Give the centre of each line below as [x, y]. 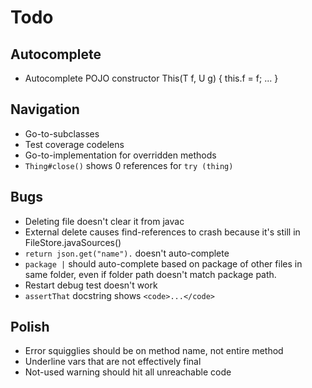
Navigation [45, 109]
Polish [30, 327]
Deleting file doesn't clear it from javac [104, 221]
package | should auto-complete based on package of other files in [163, 263]
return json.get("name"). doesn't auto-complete [127, 253]
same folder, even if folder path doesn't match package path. [150, 274]
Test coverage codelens [74, 144]
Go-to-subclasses [62, 133]
